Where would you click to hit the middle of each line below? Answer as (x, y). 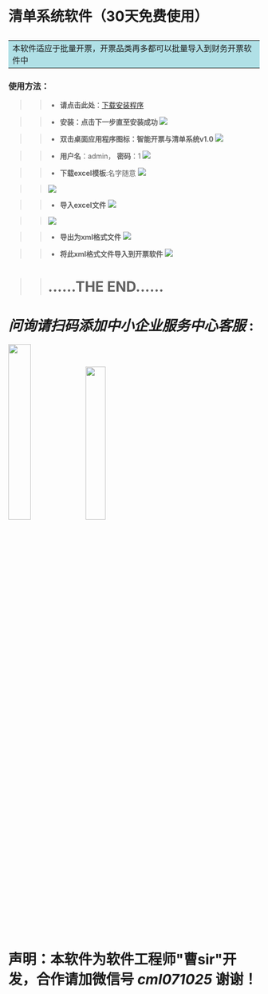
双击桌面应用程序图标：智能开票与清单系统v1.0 (136, 139)
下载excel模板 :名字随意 (98, 173)
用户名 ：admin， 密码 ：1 (100, 156)
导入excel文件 (83, 205)
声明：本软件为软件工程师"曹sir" (116, 960)
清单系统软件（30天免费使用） (108, 16)
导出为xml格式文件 (91, 237)
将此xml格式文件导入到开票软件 (111, 253)
